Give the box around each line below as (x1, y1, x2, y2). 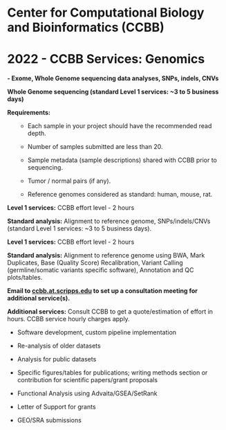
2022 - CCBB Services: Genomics (7, 51, 205, 67)
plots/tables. (7, 274, 43, 282)
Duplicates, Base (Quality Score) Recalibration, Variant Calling (7, 258, 183, 267)
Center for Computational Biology (7, 5, 205, 21)
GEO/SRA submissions (17, 416, 82, 424)
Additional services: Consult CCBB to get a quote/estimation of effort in (7, 307, 213, 316)
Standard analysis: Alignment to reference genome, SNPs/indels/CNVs (7, 217, 211, 226)
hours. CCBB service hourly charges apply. (7, 315, 130, 323)
